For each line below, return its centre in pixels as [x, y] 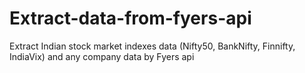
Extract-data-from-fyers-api [130, 18]
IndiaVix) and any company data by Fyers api [102, 56]
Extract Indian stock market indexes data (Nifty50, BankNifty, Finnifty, [152, 46]
